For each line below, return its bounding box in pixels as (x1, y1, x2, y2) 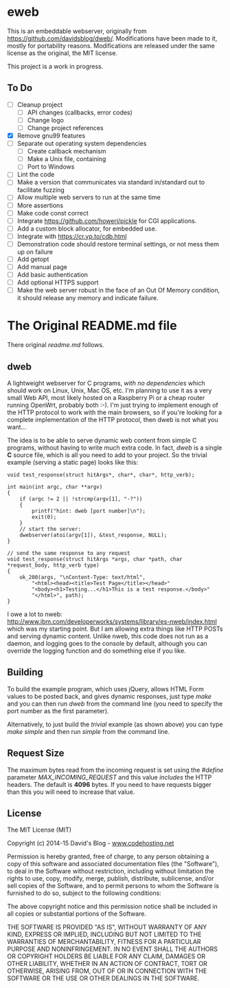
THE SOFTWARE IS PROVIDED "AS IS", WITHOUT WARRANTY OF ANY (7, 923, 207, 932)
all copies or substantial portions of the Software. (7, 910, 146, 918)
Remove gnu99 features (16, 132, 86, 140)
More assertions (16, 201, 64, 209)
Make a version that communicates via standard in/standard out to (16, 178, 205, 187)
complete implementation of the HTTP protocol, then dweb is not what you (7, 415, 218, 423)
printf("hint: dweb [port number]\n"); (32, 507, 146, 514)
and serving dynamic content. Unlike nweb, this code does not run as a (7, 631, 209, 640)
